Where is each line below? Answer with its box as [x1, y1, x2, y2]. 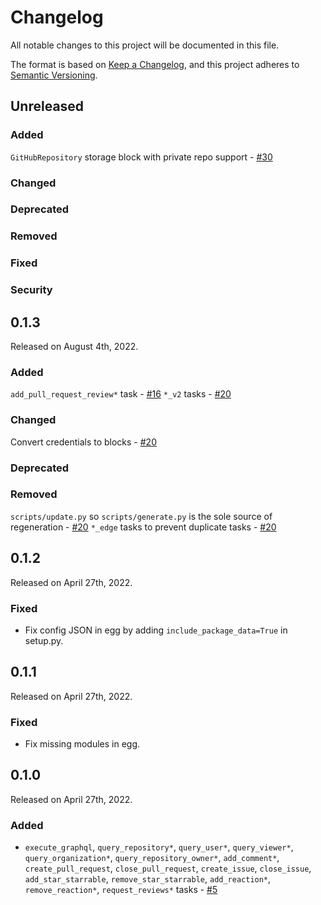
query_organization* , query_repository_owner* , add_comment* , [24, 852, 280, 864]
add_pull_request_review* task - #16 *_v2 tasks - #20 [10, 388, 232, 400]
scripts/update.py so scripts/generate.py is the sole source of [10, 510, 273, 522]
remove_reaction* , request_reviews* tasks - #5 [24, 884, 218, 896]
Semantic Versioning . [10, 69, 98, 81]
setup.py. [24, 634, 64, 646]
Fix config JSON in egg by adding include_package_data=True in [24, 624, 288, 636]
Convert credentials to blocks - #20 [10, 436, 157, 448]
